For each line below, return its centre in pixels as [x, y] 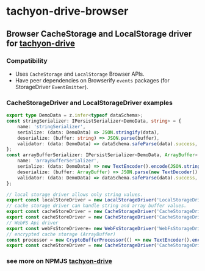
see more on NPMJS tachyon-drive [59, 261]
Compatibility [27, 60]
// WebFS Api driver [33, 223]
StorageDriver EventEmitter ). [52, 87]
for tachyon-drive [41, 43]
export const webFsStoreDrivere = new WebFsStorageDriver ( [81, 228]
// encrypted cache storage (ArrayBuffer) [61, 234]
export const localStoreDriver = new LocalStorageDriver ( [81, 200]
